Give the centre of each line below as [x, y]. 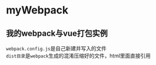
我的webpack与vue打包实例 [57, 33]
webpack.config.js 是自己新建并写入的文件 [56, 48]
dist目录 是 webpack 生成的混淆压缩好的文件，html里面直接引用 [79, 56]
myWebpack [37, 10]
